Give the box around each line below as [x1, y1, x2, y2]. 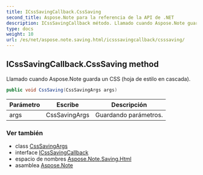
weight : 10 [6, 31, 34, 37]
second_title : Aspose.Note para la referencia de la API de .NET [6, 14, 174, 21]
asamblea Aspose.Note [14, 161, 74, 169]
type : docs [6, 25, 34, 32]
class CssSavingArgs [14, 142, 68, 150]
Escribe [56, 100, 79, 109]
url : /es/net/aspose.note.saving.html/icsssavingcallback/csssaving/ [6, 37, 185, 43]
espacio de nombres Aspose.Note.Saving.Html [14, 155, 132, 162]
